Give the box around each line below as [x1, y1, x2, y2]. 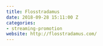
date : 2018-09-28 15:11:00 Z [6, 14, 79, 20]
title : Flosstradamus [6, 8, 60, 15]
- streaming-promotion [6, 25, 63, 32]
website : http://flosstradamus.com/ [6, 31, 97, 37]
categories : [6, 20, 36, 26]
